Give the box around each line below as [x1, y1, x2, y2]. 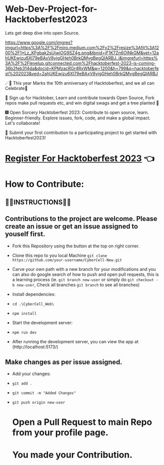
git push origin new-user [12, 400, 65, 405]
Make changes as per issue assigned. [5, 358, 122, 366]
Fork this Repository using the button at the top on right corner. [12, 243, 140, 249]
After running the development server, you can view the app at [12, 338, 139, 344]
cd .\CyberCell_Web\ [12, 302, 54, 307]
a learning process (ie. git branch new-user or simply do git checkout [12, 276, 154, 282]
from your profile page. [12, 427, 109, 438]
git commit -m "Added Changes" [12, 391, 76, 396]
